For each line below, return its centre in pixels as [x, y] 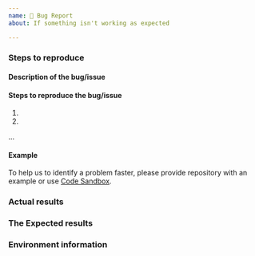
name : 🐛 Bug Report [41, 16]
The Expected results [51, 223]
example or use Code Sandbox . [60, 181]
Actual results [36, 202]
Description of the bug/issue [57, 77]
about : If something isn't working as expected [89, 23]
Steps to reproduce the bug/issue [65, 95]
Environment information [58, 245]
